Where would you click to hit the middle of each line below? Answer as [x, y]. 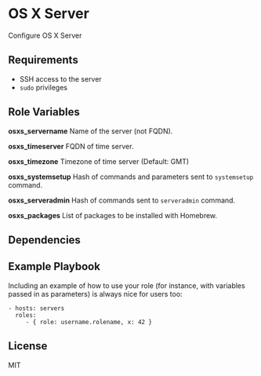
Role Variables [44, 112]
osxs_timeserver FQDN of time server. [71, 146]
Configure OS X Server [45, 35]
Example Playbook [54, 266]
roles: [26, 315]
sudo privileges [43, 87]
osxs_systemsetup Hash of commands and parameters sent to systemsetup [131, 177]
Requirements [43, 60]
